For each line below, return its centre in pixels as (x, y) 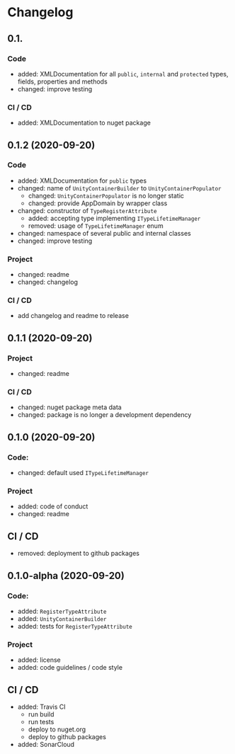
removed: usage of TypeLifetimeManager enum (96, 225)
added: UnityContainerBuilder (62, 618)
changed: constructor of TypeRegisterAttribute (87, 210)
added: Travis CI (41, 707)
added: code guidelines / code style (70, 668)
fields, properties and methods (62, 81)
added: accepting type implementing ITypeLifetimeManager (114, 218)
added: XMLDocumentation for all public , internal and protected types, (123, 74)
